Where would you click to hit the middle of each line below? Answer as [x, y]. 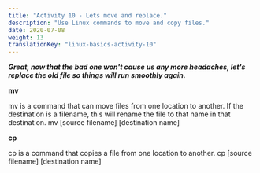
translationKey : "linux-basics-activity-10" [82, 45]
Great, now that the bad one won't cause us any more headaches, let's [127, 67]
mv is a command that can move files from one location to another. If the [126, 106]
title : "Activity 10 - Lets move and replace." [88, 15]
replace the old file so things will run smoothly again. [97, 75]
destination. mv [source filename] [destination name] [94, 123]
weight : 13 [26, 37]
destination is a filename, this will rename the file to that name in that [119, 114]
